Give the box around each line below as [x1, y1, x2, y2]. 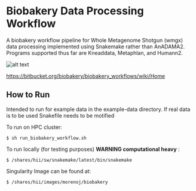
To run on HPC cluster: [6, 124, 63, 131]
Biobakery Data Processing [6, 4, 145, 18]
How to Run [6, 90, 50, 100]
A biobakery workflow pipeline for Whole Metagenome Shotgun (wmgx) [6, 36, 183, 44]
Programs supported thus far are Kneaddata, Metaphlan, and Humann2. [6, 49, 183, 56]
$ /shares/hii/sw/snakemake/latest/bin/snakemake [6, 157, 133, 163]
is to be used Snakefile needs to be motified [6, 112, 115, 119]
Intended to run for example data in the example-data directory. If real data [6, 106, 191, 113]
